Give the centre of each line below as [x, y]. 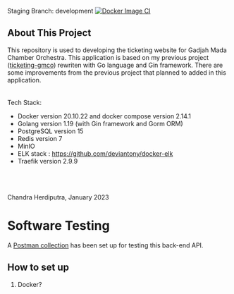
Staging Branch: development [50, 11]
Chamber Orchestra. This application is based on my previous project [108, 57]
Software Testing [59, 226]
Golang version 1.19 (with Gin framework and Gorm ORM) [100, 123]
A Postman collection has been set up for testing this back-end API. [105, 245]
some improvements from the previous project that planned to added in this [117, 72]
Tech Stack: [25, 102]
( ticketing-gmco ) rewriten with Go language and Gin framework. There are [115, 65]
